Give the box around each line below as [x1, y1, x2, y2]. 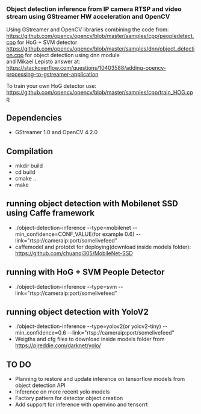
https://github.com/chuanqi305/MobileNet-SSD [14, 249, 134, 257]
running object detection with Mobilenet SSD [6, 199, 179, 209]
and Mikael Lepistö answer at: [6, 58, 81, 65]
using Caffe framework [6, 208, 95, 218]
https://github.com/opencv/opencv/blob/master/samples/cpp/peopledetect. [6, 32, 194, 40]
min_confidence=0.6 [14, 329, 66, 336]
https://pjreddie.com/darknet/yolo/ [14, 342, 101, 349]
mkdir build [14, 162, 43, 169]
